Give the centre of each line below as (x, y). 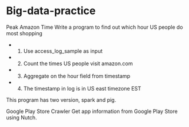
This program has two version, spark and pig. (61, 100)
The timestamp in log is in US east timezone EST (82, 88)
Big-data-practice (51, 11)
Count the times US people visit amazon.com (78, 63)
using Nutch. (21, 117)
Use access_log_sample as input (63, 51)
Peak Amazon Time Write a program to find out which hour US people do (95, 27)
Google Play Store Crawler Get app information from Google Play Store (92, 111)
